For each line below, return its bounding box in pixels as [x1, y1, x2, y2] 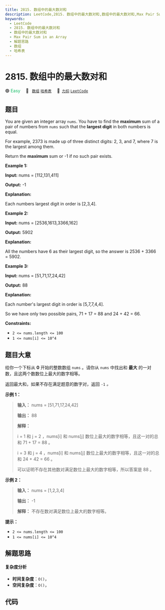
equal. [5, 129, 18, 135]
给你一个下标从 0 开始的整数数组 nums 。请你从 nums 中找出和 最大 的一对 [5, 365, 152, 371]
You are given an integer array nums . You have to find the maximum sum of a [5, 118, 160, 124]
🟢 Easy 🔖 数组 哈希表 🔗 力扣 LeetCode [5, 88, 88, 94]
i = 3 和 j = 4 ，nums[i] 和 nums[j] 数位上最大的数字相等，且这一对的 [17, 450, 156, 456]
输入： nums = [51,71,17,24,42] [17, 402, 79, 408]
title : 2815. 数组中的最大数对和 [5, 7, 67, 12]
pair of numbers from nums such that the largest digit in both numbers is [5, 124, 151, 130]
